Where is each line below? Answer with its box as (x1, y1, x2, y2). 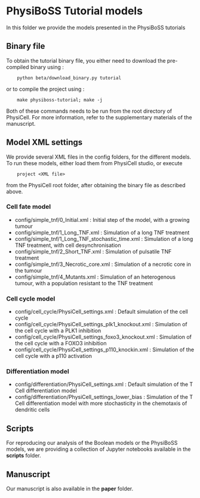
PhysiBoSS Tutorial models (6, 4, 143, 18)
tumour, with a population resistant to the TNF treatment (14, 279, 153, 287)
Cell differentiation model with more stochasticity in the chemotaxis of (14, 400, 187, 407)
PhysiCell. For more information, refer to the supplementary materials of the (6, 113, 192, 120)
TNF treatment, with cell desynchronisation (14, 242, 121, 249)
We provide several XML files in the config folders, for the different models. (6, 153, 192, 160)
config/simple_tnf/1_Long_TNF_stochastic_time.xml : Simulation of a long (14, 235, 193, 242)
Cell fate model (6, 203, 51, 211)
